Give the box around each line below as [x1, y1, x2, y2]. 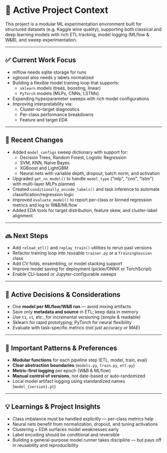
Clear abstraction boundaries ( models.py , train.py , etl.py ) [12, 362, 135, 368]
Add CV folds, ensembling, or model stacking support [12, 261, 123, 267]
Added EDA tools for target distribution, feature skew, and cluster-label [12, 207, 158, 213]
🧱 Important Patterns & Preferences [5, 343, 118, 352]
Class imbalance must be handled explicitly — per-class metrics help [12, 416, 154, 422]
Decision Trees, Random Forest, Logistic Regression [19, 154, 127, 160]
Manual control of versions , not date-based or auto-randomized [12, 373, 146, 379]
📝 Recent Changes [5, 136, 64, 144]
